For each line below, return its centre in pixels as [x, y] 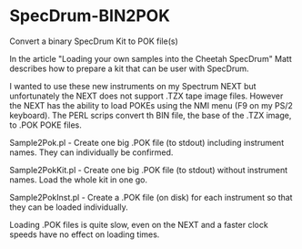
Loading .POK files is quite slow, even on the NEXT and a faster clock [139, 224]
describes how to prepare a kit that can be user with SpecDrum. [129, 68]
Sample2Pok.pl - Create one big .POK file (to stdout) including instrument [147, 142]
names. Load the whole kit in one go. [79, 180]
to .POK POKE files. [45, 125]
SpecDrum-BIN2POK [90, 16]
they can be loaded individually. [69, 207]
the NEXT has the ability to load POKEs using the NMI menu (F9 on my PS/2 [151, 105]
